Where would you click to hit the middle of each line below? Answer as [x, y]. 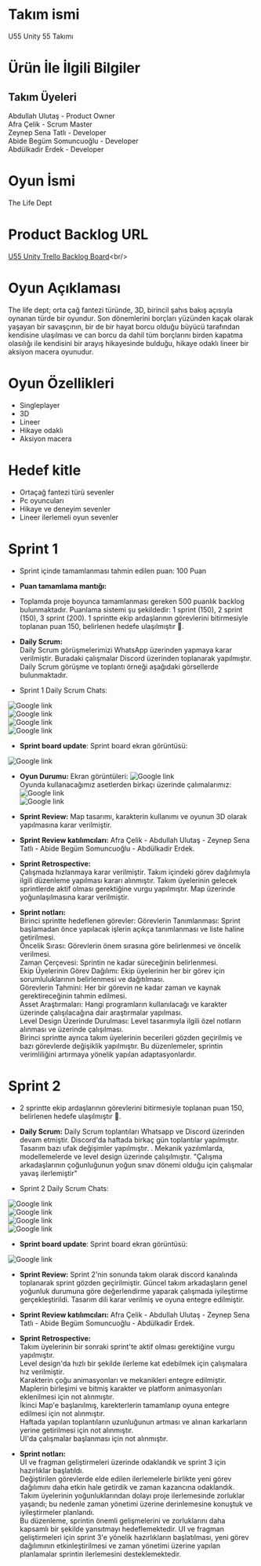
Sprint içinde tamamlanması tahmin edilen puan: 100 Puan [113, 571]
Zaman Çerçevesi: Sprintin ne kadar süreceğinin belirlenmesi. [118, 962]
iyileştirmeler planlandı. [57, 1512]
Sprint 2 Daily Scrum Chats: [64, 1188]
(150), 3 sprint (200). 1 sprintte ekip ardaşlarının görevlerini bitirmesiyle [134, 618]
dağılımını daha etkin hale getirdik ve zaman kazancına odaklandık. [127, 1487]
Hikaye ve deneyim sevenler [65, 509]
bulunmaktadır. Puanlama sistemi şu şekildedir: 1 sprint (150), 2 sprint [131, 609]
